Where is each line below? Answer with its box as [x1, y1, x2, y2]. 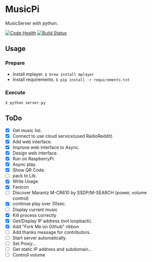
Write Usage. [12, 179, 39, 185]
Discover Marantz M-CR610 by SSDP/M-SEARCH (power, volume [12, 190, 147, 196]
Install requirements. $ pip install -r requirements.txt [12, 76, 130, 82]
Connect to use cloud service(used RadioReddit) [12, 133, 112, 139]
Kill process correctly [12, 212, 56, 218]
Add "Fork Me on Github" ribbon [12, 223, 79, 229]
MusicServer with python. [5, 20, 58, 26]
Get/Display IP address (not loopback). [12, 218, 92, 224]
